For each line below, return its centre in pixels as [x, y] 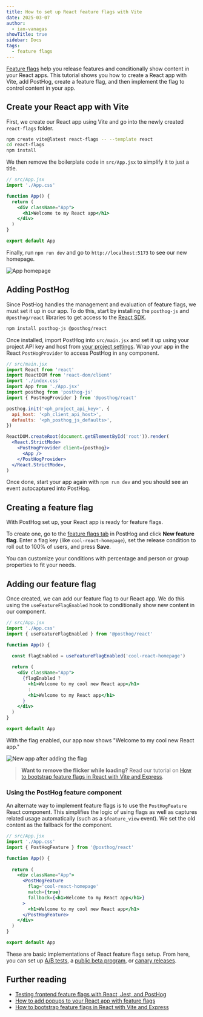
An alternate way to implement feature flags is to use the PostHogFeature [97, 806]
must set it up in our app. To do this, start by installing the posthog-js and [98, 310]
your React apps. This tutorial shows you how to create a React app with [97, 75]
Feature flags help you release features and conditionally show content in [98, 69]
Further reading [36, 980]
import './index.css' [34, 381]
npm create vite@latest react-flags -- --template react [80, 139]
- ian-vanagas [29, 29]
